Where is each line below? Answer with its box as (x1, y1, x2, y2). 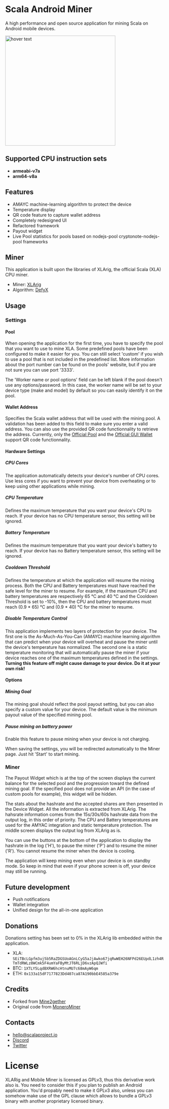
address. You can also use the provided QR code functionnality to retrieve (5, 426, 158, 432)
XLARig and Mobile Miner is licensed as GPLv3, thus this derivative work (5, 1076, 155, 1082)
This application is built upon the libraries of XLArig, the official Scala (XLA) (5, 267, 161, 273)
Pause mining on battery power (5, 723, 72, 729)
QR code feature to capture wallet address (12, 212, 101, 218)
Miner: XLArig (12, 282, 42, 288)
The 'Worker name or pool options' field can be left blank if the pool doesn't (5, 376, 162, 383)
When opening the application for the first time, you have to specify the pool (5, 340, 163, 346)
